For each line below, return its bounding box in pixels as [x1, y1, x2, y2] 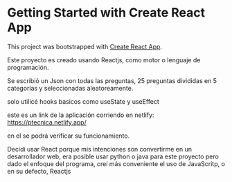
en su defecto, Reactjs [7, 167, 71, 175]
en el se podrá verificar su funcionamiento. [7, 131, 130, 140]
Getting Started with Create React [7, 5, 206, 21]
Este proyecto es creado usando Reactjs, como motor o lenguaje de [7, 55, 201, 64]
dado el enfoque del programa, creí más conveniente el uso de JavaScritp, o [7, 159, 225, 167]
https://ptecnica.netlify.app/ [7, 118, 87, 126]
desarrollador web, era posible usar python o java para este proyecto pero [7, 152, 220, 161]
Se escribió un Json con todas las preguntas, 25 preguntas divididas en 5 [7, 76, 217, 84]
